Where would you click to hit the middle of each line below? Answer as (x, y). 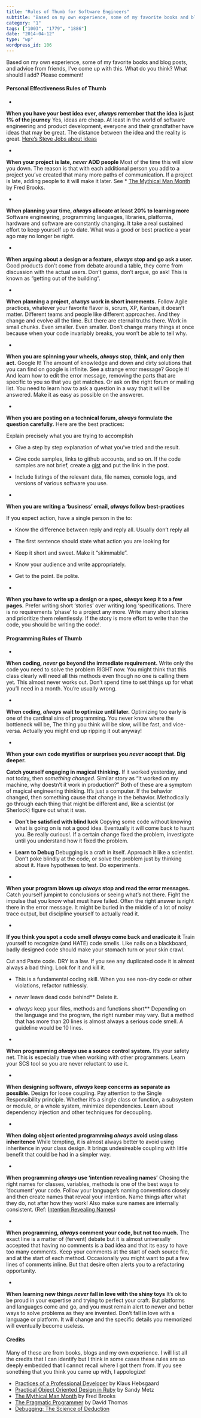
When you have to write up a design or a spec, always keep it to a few (94, 600)
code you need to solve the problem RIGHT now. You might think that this (96, 670)
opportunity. (22, 1271)
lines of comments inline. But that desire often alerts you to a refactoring (95, 1265)
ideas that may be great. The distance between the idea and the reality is (96, 133)
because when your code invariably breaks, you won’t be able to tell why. (97, 333)
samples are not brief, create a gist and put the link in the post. (92, 465)
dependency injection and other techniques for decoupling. (79, 1112)
